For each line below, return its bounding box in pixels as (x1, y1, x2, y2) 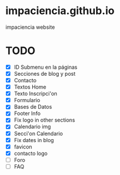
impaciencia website (5, 23, 55, 31)
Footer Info (13, 110, 41, 117)
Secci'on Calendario (13, 130, 63, 137)
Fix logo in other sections (13, 116, 76, 124)
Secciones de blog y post (13, 70, 76, 77)
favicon (13, 143, 33, 150)
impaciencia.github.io (5, 4, 115, 18)
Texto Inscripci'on (13, 90, 58, 97)
